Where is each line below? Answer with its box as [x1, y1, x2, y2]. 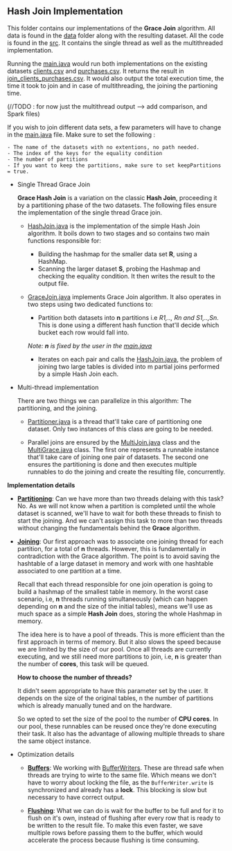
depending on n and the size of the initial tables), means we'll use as [17, 602, 213, 610]
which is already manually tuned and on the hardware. [17, 701, 172, 709]
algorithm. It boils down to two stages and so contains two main [27, 229, 210, 238]
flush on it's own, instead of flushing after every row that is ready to [27, 814, 221, 822]
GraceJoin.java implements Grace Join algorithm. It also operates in [27, 292, 222, 301]
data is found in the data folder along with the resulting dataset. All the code [7, 31, 224, 39]
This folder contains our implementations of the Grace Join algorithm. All [7, 24, 215, 32]
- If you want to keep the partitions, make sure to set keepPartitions [7, 162, 222, 169]
